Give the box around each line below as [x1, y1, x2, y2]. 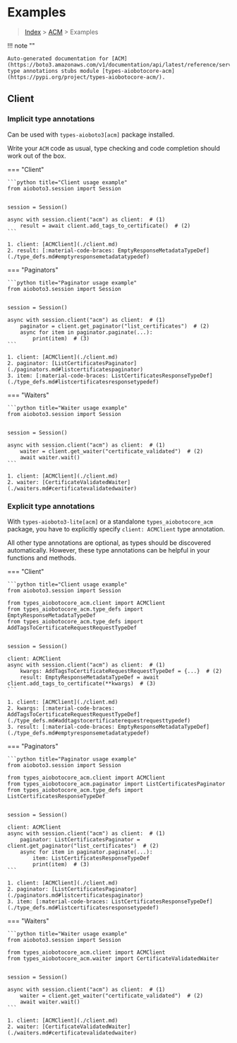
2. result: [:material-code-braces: [7, 247, 115, 254]
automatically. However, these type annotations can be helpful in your [7, 546, 210, 554]
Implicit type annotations [7, 114, 95, 124]
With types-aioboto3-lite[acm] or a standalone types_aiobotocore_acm [7, 517, 214, 526]
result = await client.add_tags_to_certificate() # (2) [20, 222, 191, 229]
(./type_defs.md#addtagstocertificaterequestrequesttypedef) [7, 717, 191, 724]
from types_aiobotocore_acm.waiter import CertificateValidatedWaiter [7, 955, 219, 962]
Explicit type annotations [7, 501, 95, 511]
